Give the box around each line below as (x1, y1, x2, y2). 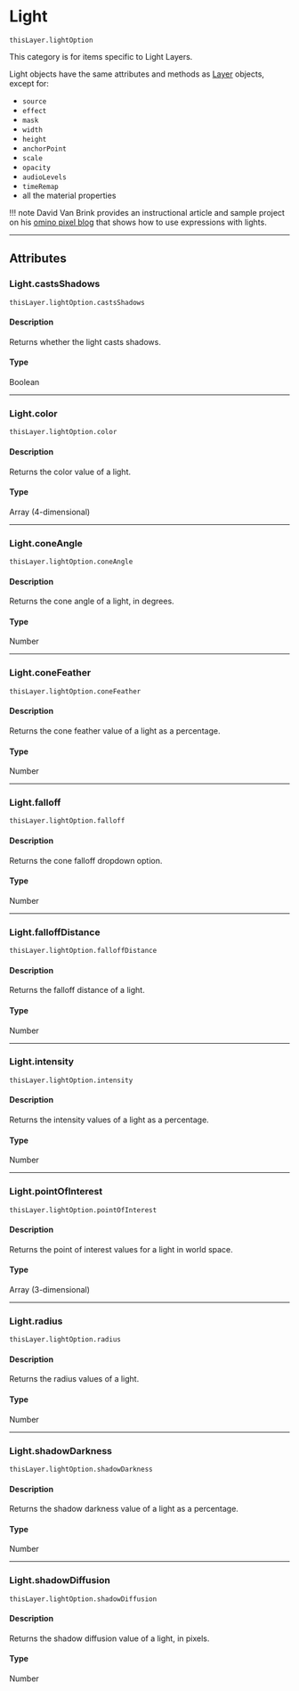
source (21, 96, 47, 106)
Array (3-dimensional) (9, 1284, 91, 1294)
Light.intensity (9, 1055, 74, 1068)
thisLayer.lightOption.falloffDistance (9, 947, 158, 956)
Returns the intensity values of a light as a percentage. (9, 1114, 209, 1125)
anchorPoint (21, 144, 67, 153)
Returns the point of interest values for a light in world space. (9, 1244, 233, 1254)
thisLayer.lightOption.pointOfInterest (9, 1205, 158, 1214)
